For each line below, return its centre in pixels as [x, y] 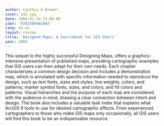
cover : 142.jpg [21, 14]
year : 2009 [16, 42]
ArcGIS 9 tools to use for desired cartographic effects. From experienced [79, 108]
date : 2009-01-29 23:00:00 [33, 19]
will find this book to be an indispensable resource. [57, 118]
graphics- [142, 56]
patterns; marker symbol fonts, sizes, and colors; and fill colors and [74, 87]
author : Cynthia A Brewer [32, 10]
